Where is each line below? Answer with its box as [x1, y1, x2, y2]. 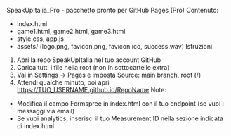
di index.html [16, 122, 54, 130]
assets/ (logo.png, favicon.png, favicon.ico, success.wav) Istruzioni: [16, 42, 215, 50]
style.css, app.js [16, 35, 65, 43]
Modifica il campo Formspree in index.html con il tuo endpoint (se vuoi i [16, 99, 224, 108]
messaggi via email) [16, 107, 75, 115]
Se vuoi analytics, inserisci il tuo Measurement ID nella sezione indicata [16, 114, 224, 123]
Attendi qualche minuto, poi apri [16, 78, 110, 87]
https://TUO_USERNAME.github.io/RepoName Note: [16, 86, 166, 94]
